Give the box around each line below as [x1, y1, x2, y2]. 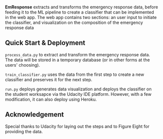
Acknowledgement [5, 110, 64, 119]
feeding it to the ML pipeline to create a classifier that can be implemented [5, 9, 154, 15]
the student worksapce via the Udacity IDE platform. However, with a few [5, 91, 152, 97]
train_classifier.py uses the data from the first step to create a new [5, 71, 145, 77]
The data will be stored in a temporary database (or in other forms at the [5, 57, 150, 63]
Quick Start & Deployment [5, 39, 86, 47]
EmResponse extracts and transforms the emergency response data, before [5, 4, 158, 10]
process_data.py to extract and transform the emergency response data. [5, 52, 150, 57]
